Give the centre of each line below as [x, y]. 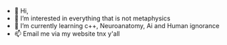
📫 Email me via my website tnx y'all [67, 34]
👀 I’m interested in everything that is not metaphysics [92, 18]
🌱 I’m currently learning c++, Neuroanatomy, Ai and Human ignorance [117, 26]
